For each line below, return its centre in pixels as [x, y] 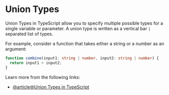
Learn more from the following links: [43, 77]
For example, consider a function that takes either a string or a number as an [85, 43]
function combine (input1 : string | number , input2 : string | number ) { [82, 58]
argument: [16, 49]
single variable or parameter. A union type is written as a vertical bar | [78, 28]
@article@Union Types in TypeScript [51, 87]
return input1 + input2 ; [36, 63]
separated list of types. [29, 34]
